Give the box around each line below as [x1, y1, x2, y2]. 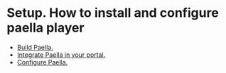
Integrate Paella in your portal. [16, 51, 106, 59]
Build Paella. [16, 43, 54, 51]
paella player [6, 20, 85, 36]
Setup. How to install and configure [6, 5, 220, 21]
